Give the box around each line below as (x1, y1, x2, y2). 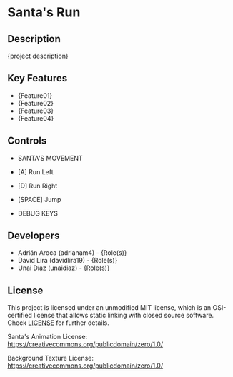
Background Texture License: (7, 354, 94, 363)
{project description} (7, 51, 69, 60)
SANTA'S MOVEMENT (17, 154, 84, 162)
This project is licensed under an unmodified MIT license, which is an (7, 303, 212, 312)
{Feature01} (17, 91, 53, 100)
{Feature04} (17, 114, 54, 122)
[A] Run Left (17, 167, 54, 176)
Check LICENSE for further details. (7, 318, 109, 327)
